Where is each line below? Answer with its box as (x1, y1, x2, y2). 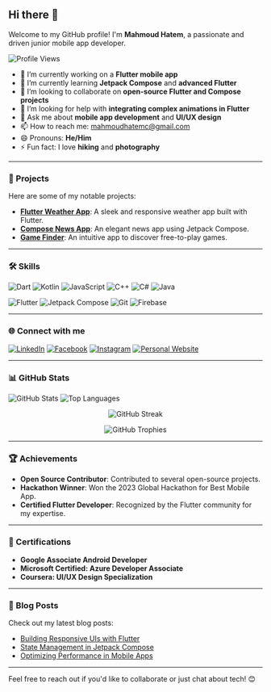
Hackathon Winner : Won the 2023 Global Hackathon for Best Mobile (19, 483, 250, 493)
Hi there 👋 (8, 8, 59, 22)
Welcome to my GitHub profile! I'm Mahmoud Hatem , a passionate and (8, 29, 244, 39)
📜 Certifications (8, 536, 72, 547)
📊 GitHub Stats (8, 372, 70, 384)
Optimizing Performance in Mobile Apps (19, 651, 153, 661)
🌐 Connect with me (8, 325, 85, 337)
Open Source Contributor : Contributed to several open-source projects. (19, 474, 261, 484)
